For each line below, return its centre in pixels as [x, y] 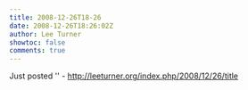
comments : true [37, 51]
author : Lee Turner [45, 34]
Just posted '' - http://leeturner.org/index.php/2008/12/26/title [124, 76]
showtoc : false [37, 42]
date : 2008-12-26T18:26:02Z [62, 26]
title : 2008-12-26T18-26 [55, 17]
